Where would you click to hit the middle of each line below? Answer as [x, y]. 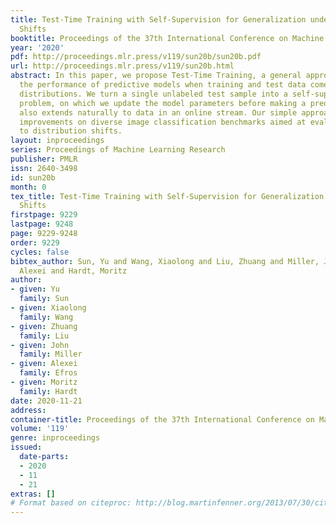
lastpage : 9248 [42, 224]
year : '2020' [37, 47]
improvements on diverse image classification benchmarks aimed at [163, 122]
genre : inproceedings [55, 438]
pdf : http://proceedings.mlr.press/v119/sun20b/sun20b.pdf [136, 57]
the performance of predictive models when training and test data [163, 85]
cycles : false [40, 252]
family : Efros [48, 373]
